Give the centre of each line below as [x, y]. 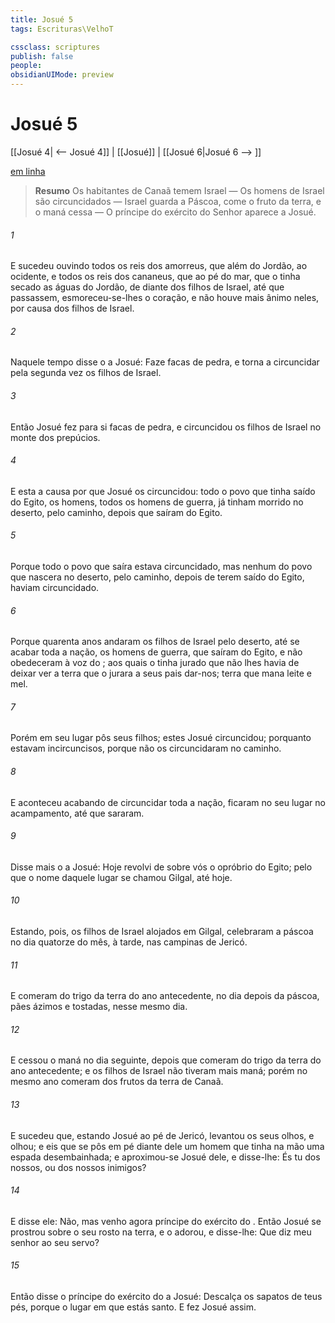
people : [26, 66]
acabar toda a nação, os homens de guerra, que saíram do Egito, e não [156, 652]
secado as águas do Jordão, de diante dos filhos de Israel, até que [147, 287]
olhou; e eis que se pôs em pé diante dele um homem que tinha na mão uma [167, 1146]
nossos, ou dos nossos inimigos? [78, 1167]
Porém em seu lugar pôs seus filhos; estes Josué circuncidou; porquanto [161, 738]
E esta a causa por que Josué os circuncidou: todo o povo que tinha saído [163, 491]
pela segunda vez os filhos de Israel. [86, 373]
